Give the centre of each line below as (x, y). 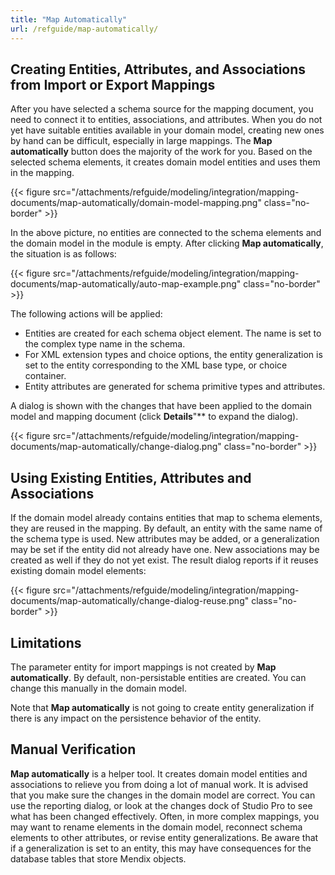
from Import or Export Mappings (113, 84)
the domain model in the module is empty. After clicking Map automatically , (167, 243)
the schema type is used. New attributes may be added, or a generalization (165, 539)
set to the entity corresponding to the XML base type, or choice (156, 365)
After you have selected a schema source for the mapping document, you (162, 109)
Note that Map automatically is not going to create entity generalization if (162, 707)
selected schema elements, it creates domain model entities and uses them (165, 162)
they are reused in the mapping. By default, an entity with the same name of (166, 528)
